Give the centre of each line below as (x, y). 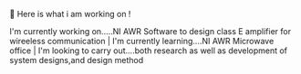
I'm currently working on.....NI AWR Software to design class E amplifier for (150, 31)
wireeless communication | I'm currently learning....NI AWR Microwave (142, 41)
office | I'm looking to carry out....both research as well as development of (149, 51)
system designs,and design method (77, 60)
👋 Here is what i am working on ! (70, 14)
